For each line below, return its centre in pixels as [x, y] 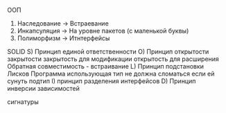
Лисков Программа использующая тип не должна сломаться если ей [111, 73]
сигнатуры [23, 102]
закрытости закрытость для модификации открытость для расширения [113, 59]
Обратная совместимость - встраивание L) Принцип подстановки [106, 66]
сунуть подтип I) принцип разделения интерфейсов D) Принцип [102, 81]
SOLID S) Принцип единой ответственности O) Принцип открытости [108, 52]
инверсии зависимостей [43, 88]
